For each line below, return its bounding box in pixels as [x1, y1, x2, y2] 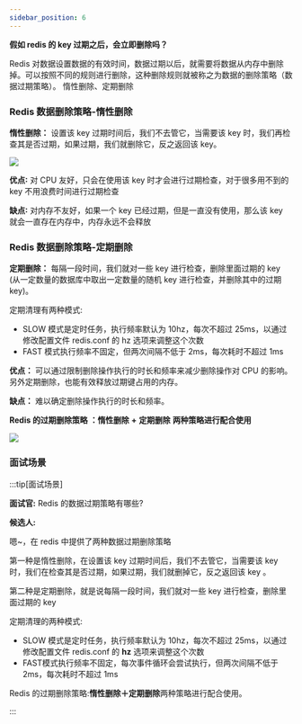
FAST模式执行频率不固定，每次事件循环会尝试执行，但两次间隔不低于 [22, 657, 279, 668]
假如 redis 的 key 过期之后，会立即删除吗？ [9, 39, 168, 49]
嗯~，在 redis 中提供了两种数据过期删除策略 [9, 536, 172, 547]
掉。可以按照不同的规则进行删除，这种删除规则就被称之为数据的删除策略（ [9, 69, 285, 80]
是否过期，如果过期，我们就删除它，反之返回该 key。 [24, 139, 222, 149]
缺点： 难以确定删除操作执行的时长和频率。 [9, 396, 169, 407]
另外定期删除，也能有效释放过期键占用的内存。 [9, 377, 182, 388]
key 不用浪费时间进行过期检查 [9, 185, 120, 196]
